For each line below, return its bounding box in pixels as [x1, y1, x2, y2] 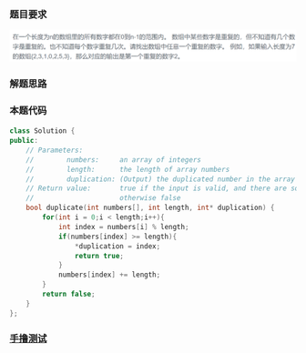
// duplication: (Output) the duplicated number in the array [25, 175, 296, 184]
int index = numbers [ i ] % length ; [57, 222, 189, 231]
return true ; [74, 251, 125, 260]
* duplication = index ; [74, 241, 161, 251]
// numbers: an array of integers [25, 155, 202, 165]
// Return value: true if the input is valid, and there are [25, 184, 287, 193]
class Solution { [9, 126, 76, 136]
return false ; [42, 289, 96, 298]
